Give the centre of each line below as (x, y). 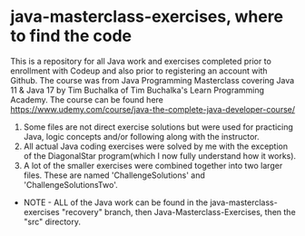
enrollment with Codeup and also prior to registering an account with (139, 71)
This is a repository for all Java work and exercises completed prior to (141, 61)
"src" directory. (52, 221)
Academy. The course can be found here (87, 99)
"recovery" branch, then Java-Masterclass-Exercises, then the (178, 211)
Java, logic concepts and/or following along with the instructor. (141, 136)
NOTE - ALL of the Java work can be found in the (115, 202)
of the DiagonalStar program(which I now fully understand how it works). (160, 155)
